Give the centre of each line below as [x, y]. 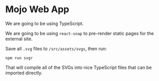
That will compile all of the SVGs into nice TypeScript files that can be [78, 67]
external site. [19, 39]
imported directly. [24, 73]
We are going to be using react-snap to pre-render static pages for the [80, 33]
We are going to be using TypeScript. [44, 23]
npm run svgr [19, 58]
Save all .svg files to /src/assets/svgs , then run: [56, 48]
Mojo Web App [37, 9]
